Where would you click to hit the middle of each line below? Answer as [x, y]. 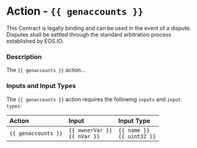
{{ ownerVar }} [91, 130]
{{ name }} [134, 130]
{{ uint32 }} [137, 136]
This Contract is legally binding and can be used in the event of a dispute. [99, 28]
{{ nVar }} [84, 136]
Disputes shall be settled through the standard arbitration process [89, 34]
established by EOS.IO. [35, 41]
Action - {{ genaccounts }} [75, 11]
